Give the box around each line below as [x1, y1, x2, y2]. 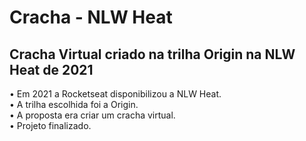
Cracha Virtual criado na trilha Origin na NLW [9, 46, 296, 63]
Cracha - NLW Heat [9, 6, 173, 29]
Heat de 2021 [9, 61, 94, 78]
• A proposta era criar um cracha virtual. [9, 109, 176, 121]
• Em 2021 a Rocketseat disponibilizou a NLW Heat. [9, 88, 222, 100]
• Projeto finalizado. [9, 120, 92, 131]
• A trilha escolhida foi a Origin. [9, 99, 139, 110]
